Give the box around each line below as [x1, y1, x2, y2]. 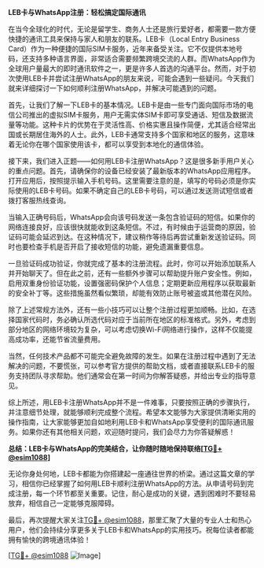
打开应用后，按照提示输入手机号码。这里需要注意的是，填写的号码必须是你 [8, 176, 249, 185]
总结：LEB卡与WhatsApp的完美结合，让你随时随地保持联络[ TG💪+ [8, 444, 222, 453]
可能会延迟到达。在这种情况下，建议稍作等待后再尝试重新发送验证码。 [21, 232, 249, 241]
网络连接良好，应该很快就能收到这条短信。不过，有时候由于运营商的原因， [8, 222, 249, 232]
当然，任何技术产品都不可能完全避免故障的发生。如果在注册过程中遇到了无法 [8, 351, 256, 361]
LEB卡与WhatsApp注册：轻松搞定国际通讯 [8, 8, 147, 17]
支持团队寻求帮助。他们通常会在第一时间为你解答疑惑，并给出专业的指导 [14, 371, 249, 381]
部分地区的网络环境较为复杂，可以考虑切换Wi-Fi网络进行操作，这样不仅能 [8, 325, 246, 334]
